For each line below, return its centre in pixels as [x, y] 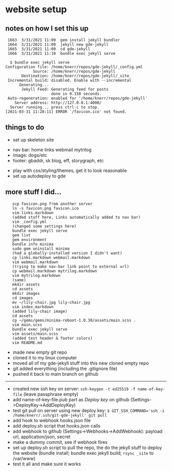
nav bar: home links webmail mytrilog [52, 149]
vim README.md [27, 342]
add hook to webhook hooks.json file [52, 420]
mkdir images [26, 293]
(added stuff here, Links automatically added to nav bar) [76, 217]
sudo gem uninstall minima [41, 249]
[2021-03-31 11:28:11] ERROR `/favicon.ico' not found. [66, 112]
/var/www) [24, 458]
